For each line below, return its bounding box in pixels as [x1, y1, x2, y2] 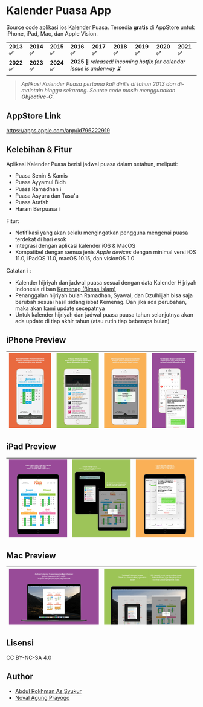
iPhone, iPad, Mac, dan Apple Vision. [6, 30, 98, 37]
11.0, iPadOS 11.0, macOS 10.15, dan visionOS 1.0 [14, 255, 135, 262]
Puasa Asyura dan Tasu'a [14, 192, 79, 199]
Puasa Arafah [14, 199, 49, 206]
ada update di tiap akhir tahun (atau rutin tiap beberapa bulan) [14, 318, 170, 325]
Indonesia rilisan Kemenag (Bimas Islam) [14, 285, 116, 293]
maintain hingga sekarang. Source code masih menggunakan [21, 87, 176, 94]
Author [6, 671, 33, 682]
